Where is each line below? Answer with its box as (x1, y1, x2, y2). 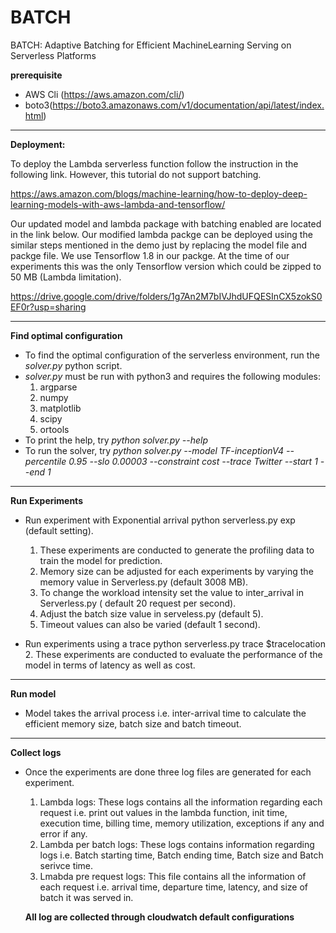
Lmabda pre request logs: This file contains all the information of (39, 870, 307, 882)
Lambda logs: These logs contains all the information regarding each (39, 796, 323, 808)
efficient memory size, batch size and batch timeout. (24, 717, 242, 730)
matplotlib (39, 402, 82, 414)
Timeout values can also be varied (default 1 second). (39, 618, 261, 630)
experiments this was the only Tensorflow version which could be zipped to (10, 260, 322, 272)
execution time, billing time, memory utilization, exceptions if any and (39, 817, 325, 829)
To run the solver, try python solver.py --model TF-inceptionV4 (24, 444, 285, 456)
